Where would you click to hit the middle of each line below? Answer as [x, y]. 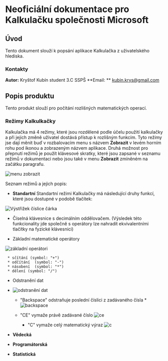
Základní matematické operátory [46, 239]
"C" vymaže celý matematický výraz [65, 325]
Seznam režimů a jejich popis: [36, 184]
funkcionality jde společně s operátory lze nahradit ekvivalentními [80, 224]
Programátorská [30, 344]
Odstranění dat [28, 280]
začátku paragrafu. [25, 164]
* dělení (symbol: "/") [32, 271]
